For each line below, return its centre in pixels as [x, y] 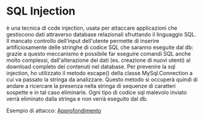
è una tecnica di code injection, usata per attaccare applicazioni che [92, 28]
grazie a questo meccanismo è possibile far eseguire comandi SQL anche [99, 53]
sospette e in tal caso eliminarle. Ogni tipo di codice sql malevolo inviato [97, 92]
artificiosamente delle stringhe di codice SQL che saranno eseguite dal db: [100, 47]
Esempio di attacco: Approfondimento [54, 110]
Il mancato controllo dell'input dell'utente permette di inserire [83, 41]
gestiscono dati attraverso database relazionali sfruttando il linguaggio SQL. [101, 34]
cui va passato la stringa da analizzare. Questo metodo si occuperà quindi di [102, 79]
